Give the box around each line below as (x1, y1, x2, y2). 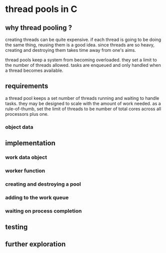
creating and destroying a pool (5, 181, 81, 188)
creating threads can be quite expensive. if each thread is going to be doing (5, 36, 161, 42)
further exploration (5, 240, 66, 248)
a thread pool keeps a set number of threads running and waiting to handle (5, 95, 159, 101)
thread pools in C (5, 3, 77, 15)
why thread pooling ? (5, 23, 72, 32)
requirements (5, 82, 48, 90)
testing (5, 223, 28, 232)
